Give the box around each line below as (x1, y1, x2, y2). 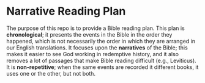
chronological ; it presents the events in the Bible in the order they (6, 31, 173, 38)
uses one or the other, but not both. (6, 70, 96, 77)
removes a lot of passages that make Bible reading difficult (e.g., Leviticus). (6, 57, 197, 64)
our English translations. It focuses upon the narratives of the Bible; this (6, 44, 188, 51)
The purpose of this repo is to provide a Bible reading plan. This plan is (6, 24, 185, 32)
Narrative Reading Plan (6, 4, 126, 18)
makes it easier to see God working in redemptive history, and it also (6, 50, 179, 57)
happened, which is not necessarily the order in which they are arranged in (6, 37, 196, 45)
